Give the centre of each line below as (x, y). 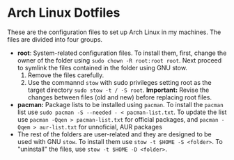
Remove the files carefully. (66, 75)
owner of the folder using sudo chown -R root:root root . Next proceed (119, 60)
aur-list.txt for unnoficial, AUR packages (101, 127)
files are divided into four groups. (55, 39)
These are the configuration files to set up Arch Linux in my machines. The (114, 32)
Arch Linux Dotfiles (64, 13)
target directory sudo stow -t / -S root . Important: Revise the (118, 90)
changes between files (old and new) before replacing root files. (120, 97)
